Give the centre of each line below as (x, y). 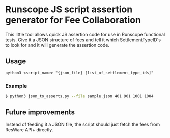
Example (16, 86)
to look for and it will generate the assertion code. (57, 45)
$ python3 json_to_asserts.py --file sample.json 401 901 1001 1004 (79, 96)
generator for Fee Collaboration (73, 20)
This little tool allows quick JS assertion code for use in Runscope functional (85, 34)
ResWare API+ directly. (29, 130)
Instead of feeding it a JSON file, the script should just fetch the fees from (83, 124)
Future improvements (40, 112)
